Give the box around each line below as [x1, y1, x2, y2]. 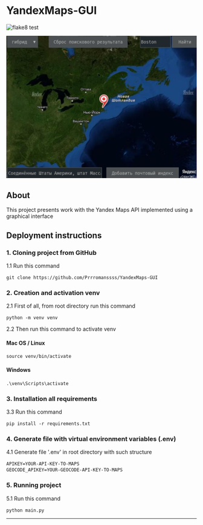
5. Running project [6, 481, 62, 489]
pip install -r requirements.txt [6, 420, 91, 427]
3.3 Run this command [6, 408, 62, 415]
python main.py [6, 507, 45, 513]
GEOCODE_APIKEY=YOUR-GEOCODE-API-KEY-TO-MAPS [6, 467, 123, 473]
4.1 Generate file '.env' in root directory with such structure [6, 449, 152, 456]
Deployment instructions [6, 230, 102, 240]
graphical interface [6, 213, 54, 220]
